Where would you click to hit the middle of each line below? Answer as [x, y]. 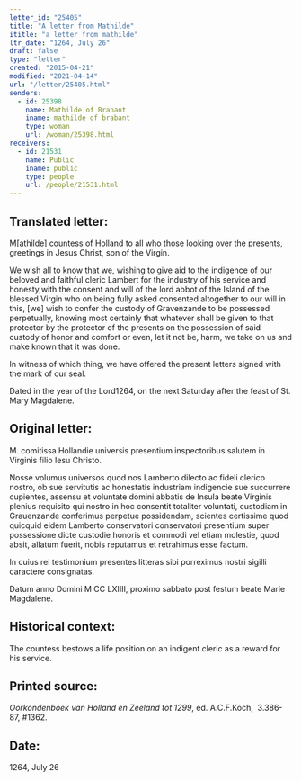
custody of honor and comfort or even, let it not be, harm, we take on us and [150, 337]
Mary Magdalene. [42, 400]
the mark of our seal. [48, 373]
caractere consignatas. [52, 571]
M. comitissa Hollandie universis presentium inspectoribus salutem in [137, 450]
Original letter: [51, 429]
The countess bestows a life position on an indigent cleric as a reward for [145, 648]
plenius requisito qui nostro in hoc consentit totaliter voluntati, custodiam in [148, 506]
